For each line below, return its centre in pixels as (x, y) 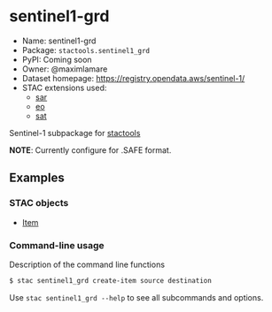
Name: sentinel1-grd (59, 41)
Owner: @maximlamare (65, 69)
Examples (37, 178)
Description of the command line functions (87, 264)
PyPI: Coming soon (57, 59)
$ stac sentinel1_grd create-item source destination (111, 280)
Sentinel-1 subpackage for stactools (75, 133)
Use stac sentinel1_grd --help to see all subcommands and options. (136, 297)
